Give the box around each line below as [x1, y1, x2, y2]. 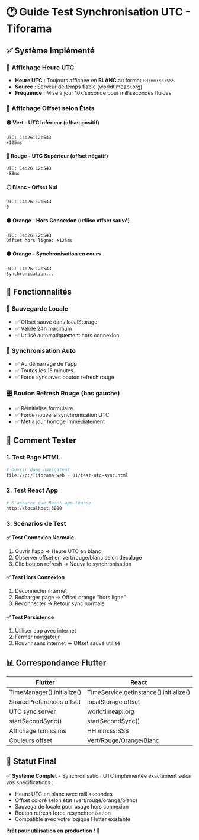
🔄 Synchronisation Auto [6, 347, 76, 355]
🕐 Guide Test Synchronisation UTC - [6, 5, 191, 19]
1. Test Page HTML [6, 453, 60, 462]
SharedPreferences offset [9, 698, 81, 706]
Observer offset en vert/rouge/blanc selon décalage [14, 554, 142, 561]
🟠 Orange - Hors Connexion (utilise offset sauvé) [6, 217, 130, 223]
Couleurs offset [9, 736, 52, 745]
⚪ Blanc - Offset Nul [6, 183, 57, 190]
